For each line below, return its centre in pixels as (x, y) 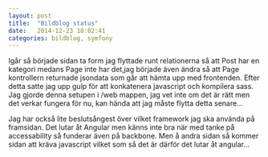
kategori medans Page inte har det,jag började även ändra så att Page (124, 70)
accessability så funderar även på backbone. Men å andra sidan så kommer (134, 136)
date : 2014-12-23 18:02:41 (57, 30)
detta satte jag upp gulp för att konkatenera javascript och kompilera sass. (131, 87)
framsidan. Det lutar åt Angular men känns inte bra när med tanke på (122, 127)
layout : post (30, 16)
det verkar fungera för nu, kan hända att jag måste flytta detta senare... (126, 103)
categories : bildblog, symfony (61, 38)
